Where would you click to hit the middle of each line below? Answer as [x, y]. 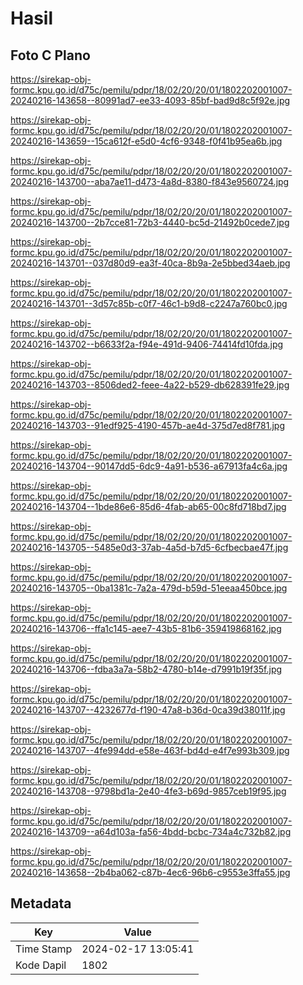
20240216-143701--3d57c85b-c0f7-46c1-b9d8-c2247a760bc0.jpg [149, 303]
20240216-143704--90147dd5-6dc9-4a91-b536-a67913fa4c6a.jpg [149, 466]
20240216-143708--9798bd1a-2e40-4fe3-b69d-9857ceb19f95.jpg [148, 791]
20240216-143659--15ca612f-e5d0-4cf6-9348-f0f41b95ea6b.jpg [146, 141]
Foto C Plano [50, 55]
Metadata [41, 903]
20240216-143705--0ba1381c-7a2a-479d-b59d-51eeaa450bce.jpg [149, 588]
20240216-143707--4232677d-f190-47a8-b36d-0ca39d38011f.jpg [148, 710]
